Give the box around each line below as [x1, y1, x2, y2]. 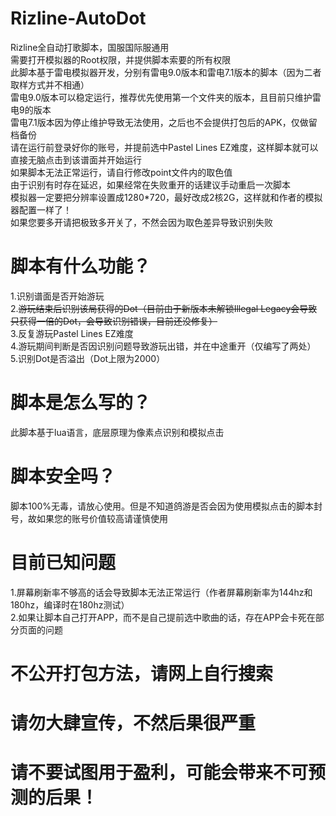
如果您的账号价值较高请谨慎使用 [36, 512, 168, 524]
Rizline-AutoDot [10, 7, 147, 30]
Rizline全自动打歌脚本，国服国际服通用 [10, 41, 170, 53]
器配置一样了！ [10, 203, 72, 216]
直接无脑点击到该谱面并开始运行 [10, 153, 142, 166]
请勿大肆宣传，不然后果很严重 [10, 712, 257, 735]
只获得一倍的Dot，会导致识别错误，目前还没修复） [10, 315, 218, 327]
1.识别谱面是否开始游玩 [10, 290, 105, 302]
